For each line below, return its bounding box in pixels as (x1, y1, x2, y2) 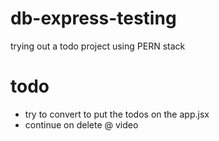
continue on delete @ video (24, 118, 139, 131)
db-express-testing (10, 7, 177, 30)
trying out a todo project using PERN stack (10, 40, 186, 52)
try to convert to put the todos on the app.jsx (24, 108, 210, 120)
